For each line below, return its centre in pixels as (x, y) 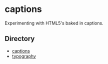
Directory (20, 39)
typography (24, 56)
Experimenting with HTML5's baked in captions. (54, 23)
